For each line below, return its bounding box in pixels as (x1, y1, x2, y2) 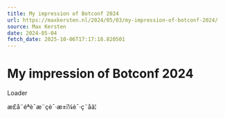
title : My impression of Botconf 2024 (7, 10, 119, 17)
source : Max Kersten (7, 23, 67, 30)
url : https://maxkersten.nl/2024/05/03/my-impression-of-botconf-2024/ (7, 17, 218, 24)
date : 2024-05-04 (7, 29, 57, 37)
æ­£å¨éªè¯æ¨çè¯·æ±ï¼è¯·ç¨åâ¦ (7, 103, 97, 111)
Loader (7, 89, 28, 97)
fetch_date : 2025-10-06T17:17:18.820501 (7, 36, 126, 43)
